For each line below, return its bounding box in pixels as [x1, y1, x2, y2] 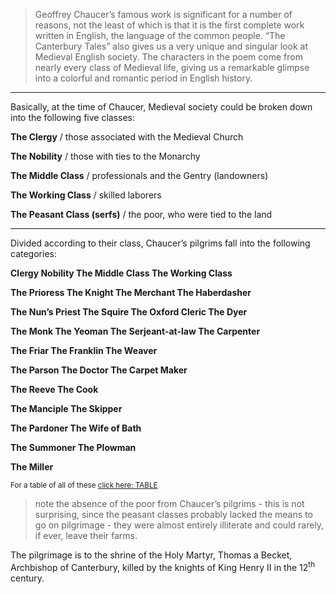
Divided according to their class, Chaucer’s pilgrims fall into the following [10, 237, 311, 249]
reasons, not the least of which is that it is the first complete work [34, 19, 305, 31]
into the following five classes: [10, 112, 136, 123]
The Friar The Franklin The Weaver [10, 345, 158, 356]
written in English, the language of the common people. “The [34, 30, 286, 41]
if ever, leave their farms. [34, 530, 138, 541]
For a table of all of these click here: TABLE [10, 480, 158, 490]
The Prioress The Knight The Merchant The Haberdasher [10, 287, 252, 298]
